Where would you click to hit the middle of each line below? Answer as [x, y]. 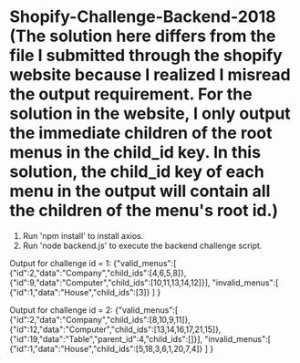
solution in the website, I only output [150, 114]
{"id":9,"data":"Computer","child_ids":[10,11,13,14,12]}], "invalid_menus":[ [144, 282]
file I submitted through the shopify [146, 56]
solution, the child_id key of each [137, 172]
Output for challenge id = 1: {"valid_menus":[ [93, 263]
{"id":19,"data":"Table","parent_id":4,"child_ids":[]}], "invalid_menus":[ [140, 338]
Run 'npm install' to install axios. [83, 235]
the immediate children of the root [141, 133]
